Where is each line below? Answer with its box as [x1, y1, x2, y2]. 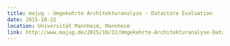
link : [7, 28, 23, 36]
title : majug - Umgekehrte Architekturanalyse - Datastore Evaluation [7, 9, 213, 17]
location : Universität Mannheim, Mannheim [7, 22, 130, 29]
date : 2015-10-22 [7, 16, 57, 23]
